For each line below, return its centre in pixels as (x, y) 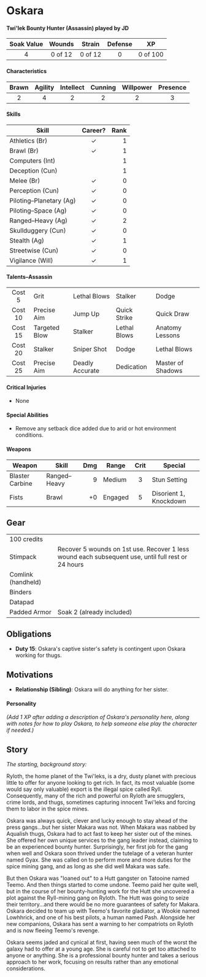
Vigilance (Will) (31, 260)
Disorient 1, (169, 493)
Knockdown (169, 501)
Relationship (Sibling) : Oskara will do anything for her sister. (92, 690)
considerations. (26, 968)
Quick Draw (173, 314)
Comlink (21, 575)
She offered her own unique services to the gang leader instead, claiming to (102, 840)
